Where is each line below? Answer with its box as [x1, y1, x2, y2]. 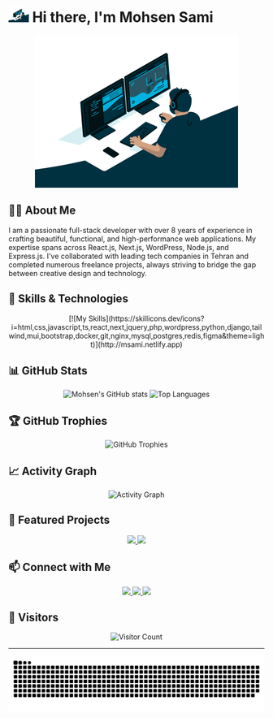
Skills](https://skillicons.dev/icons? [88, 314, 205, 323]
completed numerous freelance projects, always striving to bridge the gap [8, 259, 257, 270]
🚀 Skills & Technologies [8, 292, 128, 306]
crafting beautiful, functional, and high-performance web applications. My [8, 234, 257, 244]
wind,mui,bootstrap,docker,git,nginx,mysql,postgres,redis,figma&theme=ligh [8, 331, 265, 340]
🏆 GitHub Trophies [8, 413, 108, 428]
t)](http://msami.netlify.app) [90, 340, 183, 349]
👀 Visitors [8, 611, 59, 625]
